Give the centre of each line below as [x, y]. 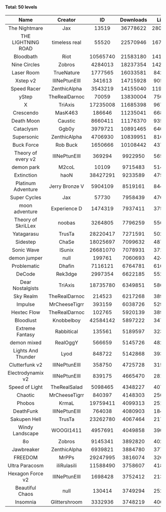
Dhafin [67, 266]
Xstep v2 [25, 81]
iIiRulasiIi [67, 466]
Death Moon [26, 121]
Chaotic [26, 395]
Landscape [25, 433]
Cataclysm [25, 129]
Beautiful [25, 488]
